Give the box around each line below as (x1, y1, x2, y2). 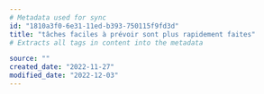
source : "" (9, 55, 50, 64)
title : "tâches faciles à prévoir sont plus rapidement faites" (9, 30, 256, 38)
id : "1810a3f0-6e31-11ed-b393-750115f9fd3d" (9, 21, 179, 30)
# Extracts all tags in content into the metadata (9, 38, 204, 47)
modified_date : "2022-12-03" (9, 71, 119, 81)
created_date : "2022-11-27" (9, 63, 115, 72)
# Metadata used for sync (9, 13, 106, 22)
